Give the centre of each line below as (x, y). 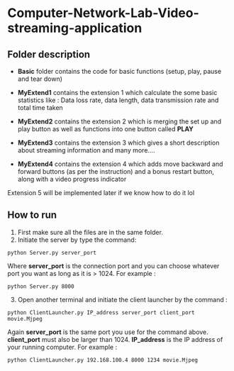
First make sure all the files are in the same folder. (90, 232)
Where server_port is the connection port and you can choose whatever (113, 266)
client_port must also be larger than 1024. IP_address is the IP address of (115, 339)
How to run (32, 215)
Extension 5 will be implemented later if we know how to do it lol (101, 193)
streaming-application (75, 28)
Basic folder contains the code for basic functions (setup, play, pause (119, 71)
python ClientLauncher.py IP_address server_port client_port (101, 312)
